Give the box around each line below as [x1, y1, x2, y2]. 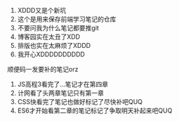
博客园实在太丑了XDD [17, 32, 81, 41]
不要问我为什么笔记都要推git [17, 24, 100, 32]
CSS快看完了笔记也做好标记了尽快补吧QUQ [17, 98, 142, 106]
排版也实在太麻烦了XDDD [17, 42, 91, 49]
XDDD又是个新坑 [17, 6, 67, 14]
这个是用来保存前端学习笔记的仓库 [17, 15, 117, 23]
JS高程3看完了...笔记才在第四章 [17, 80, 109, 88]
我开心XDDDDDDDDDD [17, 50, 86, 58]
